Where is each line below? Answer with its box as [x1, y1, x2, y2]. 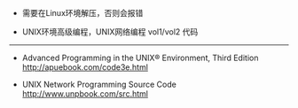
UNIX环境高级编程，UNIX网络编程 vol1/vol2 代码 [21, 27, 199, 37]
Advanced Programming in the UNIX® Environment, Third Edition [21, 52, 259, 63]
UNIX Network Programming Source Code [21, 79, 177, 89]
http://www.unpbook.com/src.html [21, 89, 149, 99]
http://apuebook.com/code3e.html [21, 62, 149, 73]
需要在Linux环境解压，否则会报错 [21, 8, 144, 18]
